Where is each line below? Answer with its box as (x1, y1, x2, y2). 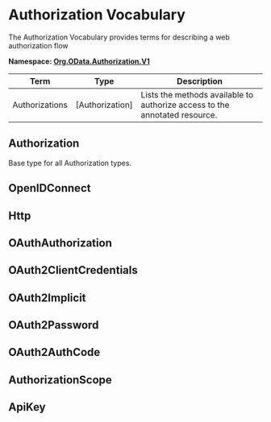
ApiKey (8, 400, 46, 414)
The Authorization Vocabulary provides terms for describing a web (8, 32, 230, 42)
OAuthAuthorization (8, 236, 113, 250)
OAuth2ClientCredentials (8, 263, 139, 277)
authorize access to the (140, 99, 230, 110)
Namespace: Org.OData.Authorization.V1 (8, 56, 151, 66)
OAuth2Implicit (8, 291, 86, 304)
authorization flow (8, 40, 69, 50)
